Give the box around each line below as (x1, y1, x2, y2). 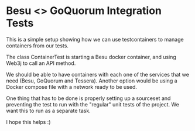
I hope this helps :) (6, 118, 51, 125)
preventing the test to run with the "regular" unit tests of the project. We (6, 101, 180, 108)
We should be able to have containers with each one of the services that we (6, 71, 189, 78)
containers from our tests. (6, 42, 69, 49)
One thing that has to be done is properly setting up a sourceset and (6, 95, 171, 102)
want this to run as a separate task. (6, 107, 91, 114)
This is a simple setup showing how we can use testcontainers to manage (6, 36, 184, 43)
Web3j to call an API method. (6, 60, 76, 67)
